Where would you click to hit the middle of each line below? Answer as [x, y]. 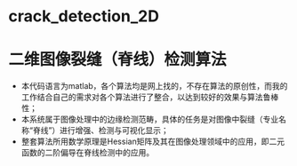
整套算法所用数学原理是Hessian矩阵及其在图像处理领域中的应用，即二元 [153, 142]
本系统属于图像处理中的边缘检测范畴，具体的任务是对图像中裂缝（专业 [150, 119]
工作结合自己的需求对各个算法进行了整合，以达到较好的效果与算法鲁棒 [150, 97]
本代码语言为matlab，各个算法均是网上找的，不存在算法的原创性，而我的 [154, 86]
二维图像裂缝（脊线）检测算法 [118, 60]
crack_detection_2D [84, 16]
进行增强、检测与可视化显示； [115, 130]
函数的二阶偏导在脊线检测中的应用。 [88, 153]
